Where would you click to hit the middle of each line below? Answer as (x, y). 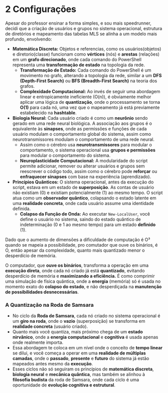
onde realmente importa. (38, 342)
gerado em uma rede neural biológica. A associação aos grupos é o (82, 123)
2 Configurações (41, 9)
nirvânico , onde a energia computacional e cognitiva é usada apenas (85, 337)
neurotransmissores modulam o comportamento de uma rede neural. (83, 139)
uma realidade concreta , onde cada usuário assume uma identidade (83, 203)
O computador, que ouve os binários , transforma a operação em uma (77, 265)
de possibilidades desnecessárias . (42, 292)
